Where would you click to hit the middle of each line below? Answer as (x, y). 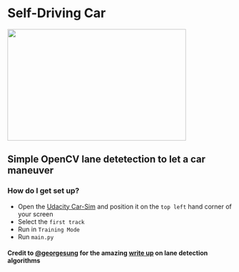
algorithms (24, 261)
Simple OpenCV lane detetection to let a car (106, 160)
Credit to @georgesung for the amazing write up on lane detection (108, 253)
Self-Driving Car (57, 13)
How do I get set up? (44, 191)
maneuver (31, 170)
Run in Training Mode (49, 229)
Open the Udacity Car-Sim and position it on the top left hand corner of (124, 206)
